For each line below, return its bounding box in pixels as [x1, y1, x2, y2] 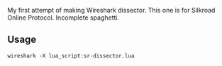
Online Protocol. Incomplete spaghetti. [7, 13, 120, 22]
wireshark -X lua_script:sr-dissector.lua [7, 52, 135, 59]
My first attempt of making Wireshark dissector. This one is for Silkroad [7, 6, 216, 14]
